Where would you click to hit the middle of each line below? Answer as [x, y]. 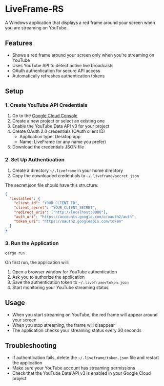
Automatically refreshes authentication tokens [58, 76]
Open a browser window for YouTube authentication [64, 272]
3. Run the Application [32, 243]
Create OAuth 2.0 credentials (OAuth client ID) [59, 131]
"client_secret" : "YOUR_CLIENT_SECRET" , [55, 208]
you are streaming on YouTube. [36, 27]
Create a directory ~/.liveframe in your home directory [68, 170]
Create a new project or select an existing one [58, 121]
